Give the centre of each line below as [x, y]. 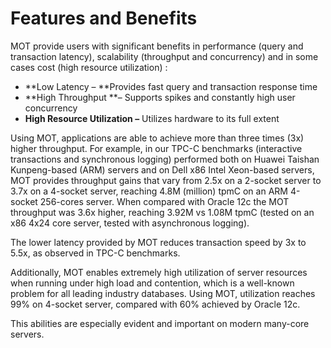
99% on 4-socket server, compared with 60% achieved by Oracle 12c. [155, 304]
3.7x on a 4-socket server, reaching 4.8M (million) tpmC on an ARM [149, 191]
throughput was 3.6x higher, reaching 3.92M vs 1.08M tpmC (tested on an [162, 212]
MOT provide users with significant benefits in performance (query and [157, 46]
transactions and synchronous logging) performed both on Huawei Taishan [165, 159]
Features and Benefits [104, 18]
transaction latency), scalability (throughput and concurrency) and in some [164, 56]
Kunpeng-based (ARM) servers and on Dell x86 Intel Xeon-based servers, [162, 169]
